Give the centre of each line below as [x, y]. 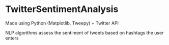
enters [12, 38]
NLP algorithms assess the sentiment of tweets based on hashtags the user [84, 32]
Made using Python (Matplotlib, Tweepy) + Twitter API [62, 23]
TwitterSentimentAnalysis [62, 9]
